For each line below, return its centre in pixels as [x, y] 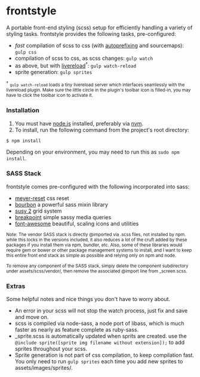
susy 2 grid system [38, 211]
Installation [23, 111]
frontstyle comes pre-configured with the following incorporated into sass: [98, 186]
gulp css [26, 52]
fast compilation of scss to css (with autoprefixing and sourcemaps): [99, 45]
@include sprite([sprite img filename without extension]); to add [100, 342]
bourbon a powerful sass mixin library [61, 204]
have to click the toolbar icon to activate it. [50, 96]
